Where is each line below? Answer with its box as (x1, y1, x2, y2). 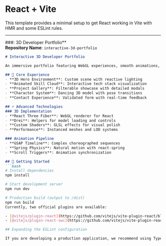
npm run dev (5, 186, 30, 191)
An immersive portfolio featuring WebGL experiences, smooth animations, (5, 63, 161, 68)
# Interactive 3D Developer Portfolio (5, 54, 85, 59)
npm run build (5, 200, 35, 205)
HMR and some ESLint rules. (5, 25, 63, 31)
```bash (5, 164, 21, 169)
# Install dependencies (5, 168, 54, 173)
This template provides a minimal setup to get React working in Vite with (5, 20, 152, 26)
